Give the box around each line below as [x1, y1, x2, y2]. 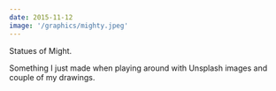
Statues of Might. [9, 45, 73, 56]
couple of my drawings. [9, 72, 96, 82]
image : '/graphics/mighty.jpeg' [9, 21, 128, 30]
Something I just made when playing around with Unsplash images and [9, 63, 268, 73]
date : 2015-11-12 [9, 12, 73, 22]
